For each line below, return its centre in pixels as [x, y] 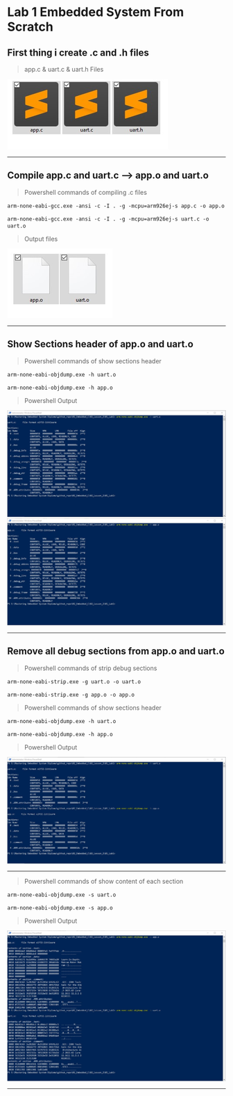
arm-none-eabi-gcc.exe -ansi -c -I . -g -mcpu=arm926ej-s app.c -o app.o [116, 206]
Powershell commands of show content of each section [104, 882]
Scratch [30, 27]
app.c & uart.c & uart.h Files [64, 69]
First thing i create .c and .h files [78, 53]
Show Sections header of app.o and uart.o [101, 344]
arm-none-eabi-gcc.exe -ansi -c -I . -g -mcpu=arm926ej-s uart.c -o [108, 219]
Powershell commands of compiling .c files [86, 192]
